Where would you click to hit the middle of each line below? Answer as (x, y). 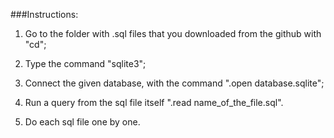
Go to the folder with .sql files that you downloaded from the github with (173, 33)
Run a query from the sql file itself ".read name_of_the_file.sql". (154, 102)
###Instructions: (44, 14)
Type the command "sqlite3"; (85, 63)
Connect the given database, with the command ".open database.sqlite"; (174, 83)
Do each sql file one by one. (82, 122)
